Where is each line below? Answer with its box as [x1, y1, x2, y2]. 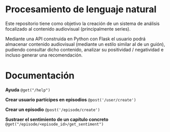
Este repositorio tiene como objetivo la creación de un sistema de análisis [5, 20, 160, 27]
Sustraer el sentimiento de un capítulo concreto [5, 116, 109, 122]
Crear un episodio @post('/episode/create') [5, 106, 101, 113]
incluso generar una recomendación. [5, 52, 83, 58]
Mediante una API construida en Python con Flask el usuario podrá [5, 36, 146, 42]
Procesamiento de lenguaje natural [5, 4, 157, 15]
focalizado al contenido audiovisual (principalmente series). [5, 25, 131, 32]
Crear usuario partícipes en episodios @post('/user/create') [5, 96, 136, 102]
